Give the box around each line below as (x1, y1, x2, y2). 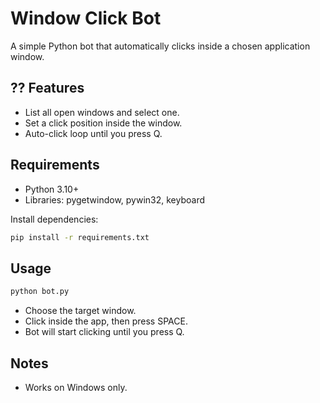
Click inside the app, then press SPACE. (24, 315, 188, 327)
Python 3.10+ (24, 183, 80, 195)
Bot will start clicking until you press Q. (24, 326, 185, 338)
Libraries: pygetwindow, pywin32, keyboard (24, 193, 205, 206)
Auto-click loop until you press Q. (24, 127, 163, 139)
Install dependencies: (10, 213, 99, 225)
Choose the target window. (24, 305, 137, 317)
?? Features (10, 80, 85, 97)
